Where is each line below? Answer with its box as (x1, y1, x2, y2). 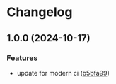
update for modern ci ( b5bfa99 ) (16, 69, 110, 77)
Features (6, 53, 38, 63)
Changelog (6, 4, 73, 20)
